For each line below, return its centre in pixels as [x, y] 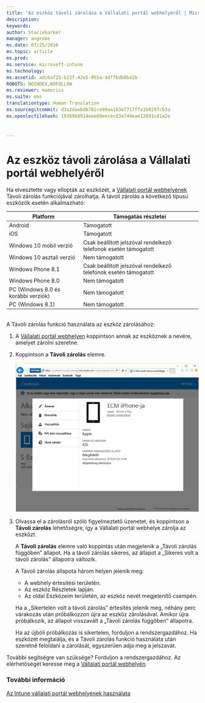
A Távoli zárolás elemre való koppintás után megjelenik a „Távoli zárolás [106, 547]
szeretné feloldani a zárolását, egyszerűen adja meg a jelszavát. [96, 646]
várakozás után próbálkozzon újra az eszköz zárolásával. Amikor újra [102, 614]
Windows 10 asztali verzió [42, 257]
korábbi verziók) [29, 296]
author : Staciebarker [34, 32]
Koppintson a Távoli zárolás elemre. [60, 355]
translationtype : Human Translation [53, 103]
